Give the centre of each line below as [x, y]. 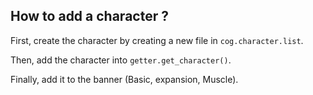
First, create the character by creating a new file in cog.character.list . [157, 40]
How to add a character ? [89, 16]
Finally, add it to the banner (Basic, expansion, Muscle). [124, 79]
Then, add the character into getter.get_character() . [121, 60]
